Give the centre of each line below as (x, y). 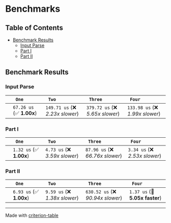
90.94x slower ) (104, 198)
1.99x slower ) (144, 114)
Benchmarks (33, 9)
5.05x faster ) (145, 198)
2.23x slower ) (62, 114)
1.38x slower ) (62, 198)
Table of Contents (34, 28)
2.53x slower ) (145, 156)
